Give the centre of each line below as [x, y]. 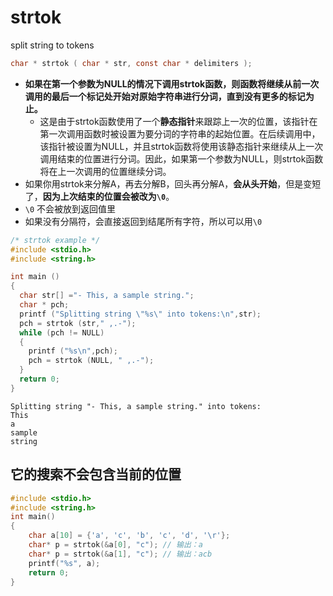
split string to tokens [52, 45]
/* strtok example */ [55, 240]
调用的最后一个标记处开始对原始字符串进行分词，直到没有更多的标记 [165, 96]
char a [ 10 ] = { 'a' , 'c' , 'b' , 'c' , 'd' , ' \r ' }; [129, 536]
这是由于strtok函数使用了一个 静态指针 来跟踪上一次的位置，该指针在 [178, 121]
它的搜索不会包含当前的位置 [96, 474]
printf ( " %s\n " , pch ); [73, 351]
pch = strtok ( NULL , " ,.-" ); [91, 361]
